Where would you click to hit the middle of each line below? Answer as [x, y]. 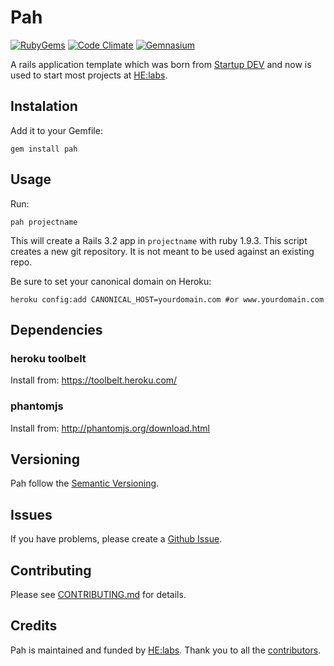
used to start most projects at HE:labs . [89, 75]
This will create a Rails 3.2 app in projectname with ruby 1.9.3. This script [159, 240]
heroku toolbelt [48, 358]
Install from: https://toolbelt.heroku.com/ [94, 380]
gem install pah [44, 149]
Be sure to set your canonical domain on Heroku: [111, 281]
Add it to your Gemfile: [56, 130]
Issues [31, 514]
